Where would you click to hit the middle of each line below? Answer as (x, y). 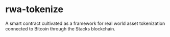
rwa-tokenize (34, 9)
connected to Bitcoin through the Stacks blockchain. (60, 28)
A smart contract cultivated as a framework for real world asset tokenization (85, 23)
